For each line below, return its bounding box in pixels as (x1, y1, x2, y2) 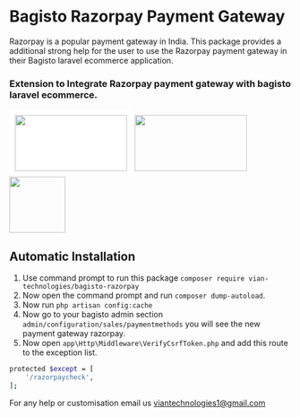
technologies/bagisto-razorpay (21, 282, 140, 291)
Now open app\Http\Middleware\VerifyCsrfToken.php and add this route (21, 338, 288, 349)
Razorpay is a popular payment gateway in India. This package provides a (9, 36, 282, 47)
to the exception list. (21, 347, 98, 358)
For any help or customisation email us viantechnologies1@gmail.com (9, 397, 266, 408)
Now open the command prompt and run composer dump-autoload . (21, 290, 266, 301)
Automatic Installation (9, 248, 136, 264)
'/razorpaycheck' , (25, 372, 94, 382)
